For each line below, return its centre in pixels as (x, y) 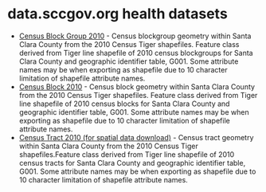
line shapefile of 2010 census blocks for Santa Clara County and (124, 104)
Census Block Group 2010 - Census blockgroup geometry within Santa (135, 36)
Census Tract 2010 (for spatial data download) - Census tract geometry (136, 137)
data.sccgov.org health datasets (117, 14)
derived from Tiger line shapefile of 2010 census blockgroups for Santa (136, 53)
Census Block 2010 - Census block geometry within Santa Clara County (137, 86)
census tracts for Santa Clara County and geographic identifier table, (132, 163)
